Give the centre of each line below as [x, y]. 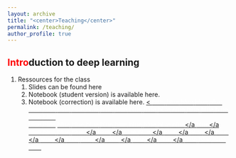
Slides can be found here [65, 87]
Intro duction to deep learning [74, 62]
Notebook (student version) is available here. [94, 95]
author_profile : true [39, 34]
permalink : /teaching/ [41, 27]
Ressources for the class [54, 79]
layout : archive [31, 14]
